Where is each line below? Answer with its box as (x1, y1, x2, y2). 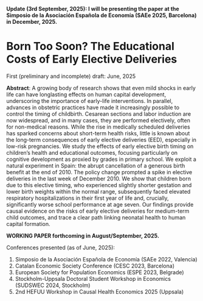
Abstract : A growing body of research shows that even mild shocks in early (6, 84, 196, 91)
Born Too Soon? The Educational (6, 40, 175, 54)
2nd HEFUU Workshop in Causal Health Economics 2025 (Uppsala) (15, 288, 184, 295)
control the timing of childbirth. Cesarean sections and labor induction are (6, 110, 191, 118)
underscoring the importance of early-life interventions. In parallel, (6, 97, 173, 104)
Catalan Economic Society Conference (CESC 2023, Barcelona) (15, 262, 175, 269)
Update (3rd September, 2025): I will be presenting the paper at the (6, 5, 179, 12)
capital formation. (6, 220, 50, 227)
